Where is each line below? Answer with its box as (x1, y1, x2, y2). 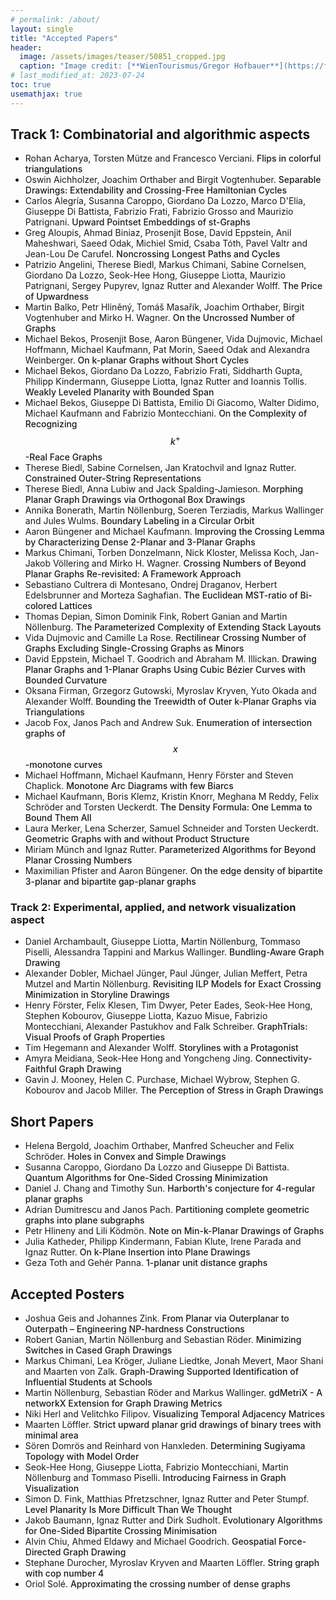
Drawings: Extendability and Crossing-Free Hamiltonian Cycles (24, 184, 288, 196)
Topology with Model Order (24, 1451, 140, 1463)
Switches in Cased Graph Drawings (24, 1344, 173, 1356)
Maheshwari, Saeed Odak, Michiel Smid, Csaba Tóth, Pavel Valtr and (24, 237, 308, 250)
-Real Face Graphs (24, 451, 103, 463)
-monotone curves (24, 759, 103, 771)
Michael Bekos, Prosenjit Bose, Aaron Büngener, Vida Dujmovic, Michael (24, 333, 323, 345)
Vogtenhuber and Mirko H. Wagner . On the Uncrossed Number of (24, 312, 296, 324)
